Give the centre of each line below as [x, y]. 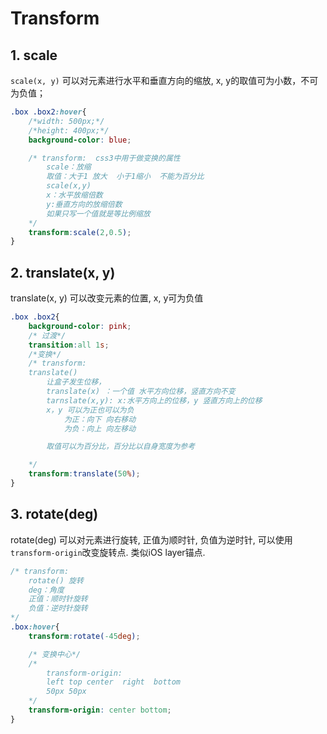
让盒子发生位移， [76, 382]
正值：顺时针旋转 [58, 599]
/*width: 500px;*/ [66, 121]
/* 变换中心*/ [54, 654]
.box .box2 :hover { [48, 112]
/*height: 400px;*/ [69, 130]
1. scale [34, 55]
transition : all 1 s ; [69, 345]
